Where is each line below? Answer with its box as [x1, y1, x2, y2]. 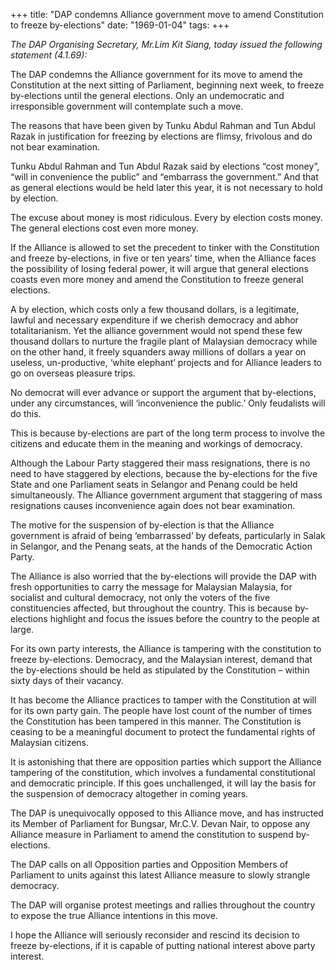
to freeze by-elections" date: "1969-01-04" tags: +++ [10, 19, 230, 31]
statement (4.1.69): [10, 49, 88, 61]
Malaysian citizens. [10, 737, 90, 748]
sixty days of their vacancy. [10, 675, 124, 686]
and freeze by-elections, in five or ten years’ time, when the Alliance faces [10, 252, 317, 264]
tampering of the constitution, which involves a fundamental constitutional [10, 767, 316, 778]
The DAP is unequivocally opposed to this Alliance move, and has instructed [10, 807, 324, 819]
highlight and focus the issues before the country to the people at [49, 613, 320, 624]
